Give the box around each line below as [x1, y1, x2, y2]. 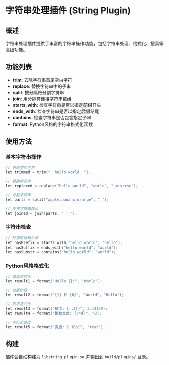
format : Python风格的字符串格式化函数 [12, 121, 93, 127]
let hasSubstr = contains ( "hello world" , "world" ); [5, 250, 116, 255]
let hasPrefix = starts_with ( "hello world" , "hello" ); [5, 240, 123, 245]
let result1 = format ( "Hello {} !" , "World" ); [5, 279, 102, 284]
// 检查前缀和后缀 [5, 235, 39, 240]
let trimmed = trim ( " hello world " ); [5, 170, 92, 175]
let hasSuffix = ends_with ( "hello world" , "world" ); [5, 245, 118, 250]
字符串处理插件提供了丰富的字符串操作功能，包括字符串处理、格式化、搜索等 [5, 41, 164, 46]
